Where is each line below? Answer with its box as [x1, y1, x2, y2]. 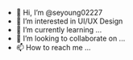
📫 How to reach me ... [15, 43, 91, 52]
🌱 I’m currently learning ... [15, 25, 102, 34]
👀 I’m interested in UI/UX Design [15, 16, 123, 26]
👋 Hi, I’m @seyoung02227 [15, 8, 103, 17]
